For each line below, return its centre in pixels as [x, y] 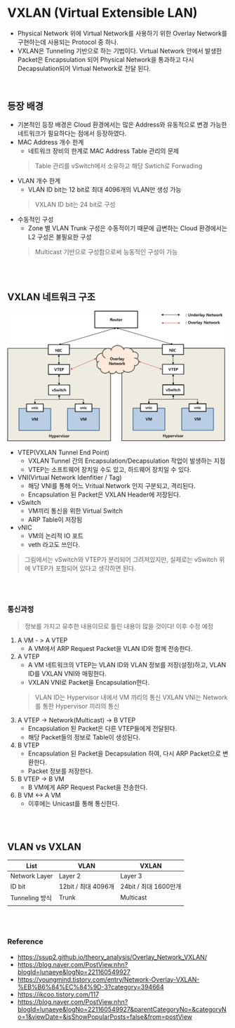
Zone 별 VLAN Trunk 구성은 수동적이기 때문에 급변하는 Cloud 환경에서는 [128, 228]
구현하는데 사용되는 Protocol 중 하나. [68, 42]
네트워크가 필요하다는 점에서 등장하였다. [72, 133]
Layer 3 [131, 876]
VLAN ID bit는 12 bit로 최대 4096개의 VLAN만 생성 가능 [105, 189]
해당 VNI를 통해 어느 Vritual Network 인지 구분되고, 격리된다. [112, 486]
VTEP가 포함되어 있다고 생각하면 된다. [84, 568]
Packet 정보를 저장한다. [60, 771]
